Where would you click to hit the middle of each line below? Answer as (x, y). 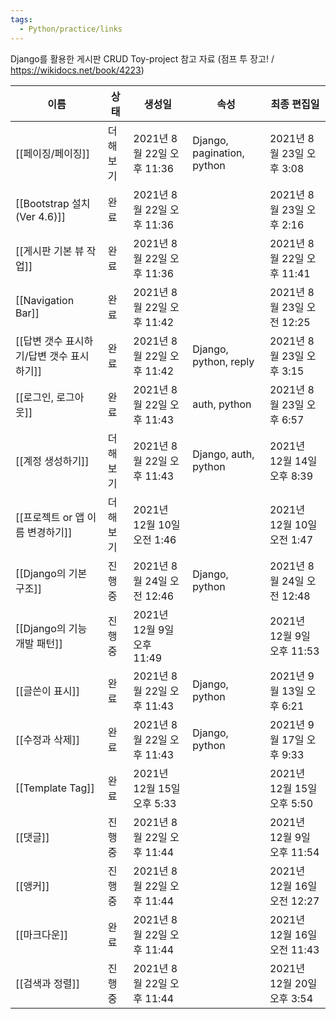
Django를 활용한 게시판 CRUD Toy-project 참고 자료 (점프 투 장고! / (142, 58)
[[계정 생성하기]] (52, 461)
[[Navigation (45, 300)
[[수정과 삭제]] (47, 739)
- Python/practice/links (71, 29)
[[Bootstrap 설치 (53, 203)
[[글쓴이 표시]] (47, 691)
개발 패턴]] (39, 643)
